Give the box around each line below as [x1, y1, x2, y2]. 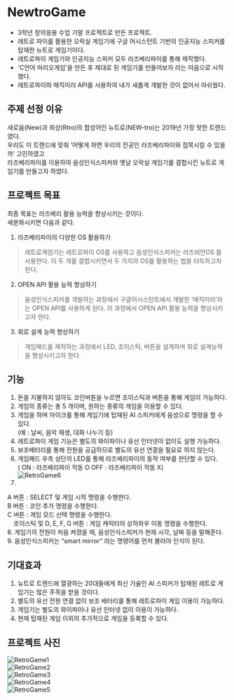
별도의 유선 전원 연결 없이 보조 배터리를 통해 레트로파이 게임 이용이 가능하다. [17, 596, 226, 605]
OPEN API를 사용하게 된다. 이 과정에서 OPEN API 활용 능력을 [32, 304, 199, 312]
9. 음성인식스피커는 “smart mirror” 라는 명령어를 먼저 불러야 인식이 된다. [7, 537, 205, 545]
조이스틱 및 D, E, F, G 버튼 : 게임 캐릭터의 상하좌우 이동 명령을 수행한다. [13, 519, 208, 528]
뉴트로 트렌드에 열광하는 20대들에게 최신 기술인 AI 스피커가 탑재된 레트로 [17, 579, 216, 588]
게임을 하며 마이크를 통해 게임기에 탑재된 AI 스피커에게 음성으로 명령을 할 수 [17, 411, 223, 419]
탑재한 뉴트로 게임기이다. [17, 45, 85, 54]
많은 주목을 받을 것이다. [36, 588, 100, 596]
